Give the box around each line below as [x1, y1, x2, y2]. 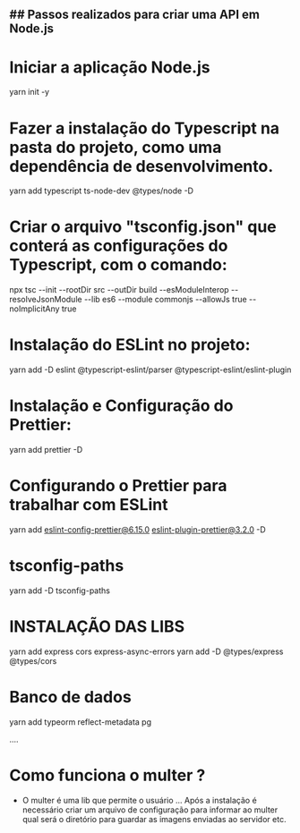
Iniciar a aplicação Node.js [9, 57, 210, 77]
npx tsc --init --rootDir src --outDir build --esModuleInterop [9, 285, 230, 295]
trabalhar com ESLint [9, 495, 168, 515]
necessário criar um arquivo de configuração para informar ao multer [21, 804, 279, 815]
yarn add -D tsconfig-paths [9, 585, 110, 596]
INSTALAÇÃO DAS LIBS [9, 616, 185, 637]
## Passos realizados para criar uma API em [9, 7, 260, 22]
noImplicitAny [9, 303, 60, 314]
